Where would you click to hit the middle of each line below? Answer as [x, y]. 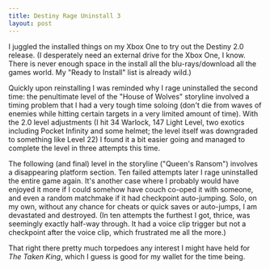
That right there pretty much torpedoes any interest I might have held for [129, 248]
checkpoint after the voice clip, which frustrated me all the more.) [117, 232]
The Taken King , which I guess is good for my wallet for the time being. [127, 256]
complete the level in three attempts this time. [84, 148]
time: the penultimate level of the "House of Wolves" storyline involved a [129, 96]
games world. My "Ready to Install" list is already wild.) [100, 72]
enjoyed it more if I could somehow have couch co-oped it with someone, [131, 189]
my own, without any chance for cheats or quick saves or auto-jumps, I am [133, 206]
